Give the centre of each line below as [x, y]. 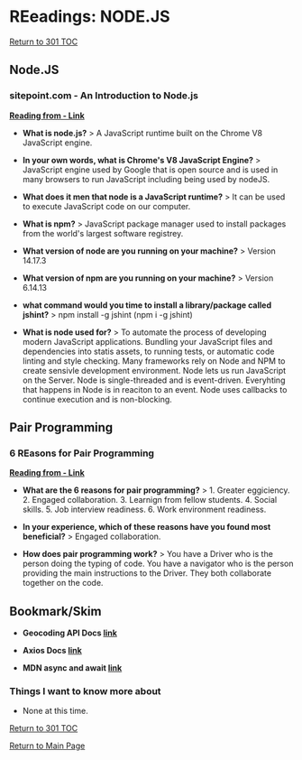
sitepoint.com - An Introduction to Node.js [104, 96]
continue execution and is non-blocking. [97, 399]
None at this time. [55, 711]
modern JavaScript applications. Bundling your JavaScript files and [147, 341]
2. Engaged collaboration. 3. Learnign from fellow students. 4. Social [150, 500]
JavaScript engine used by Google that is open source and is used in [150, 170]
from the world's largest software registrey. [103, 233]
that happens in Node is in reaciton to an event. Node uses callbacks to [155, 389]
